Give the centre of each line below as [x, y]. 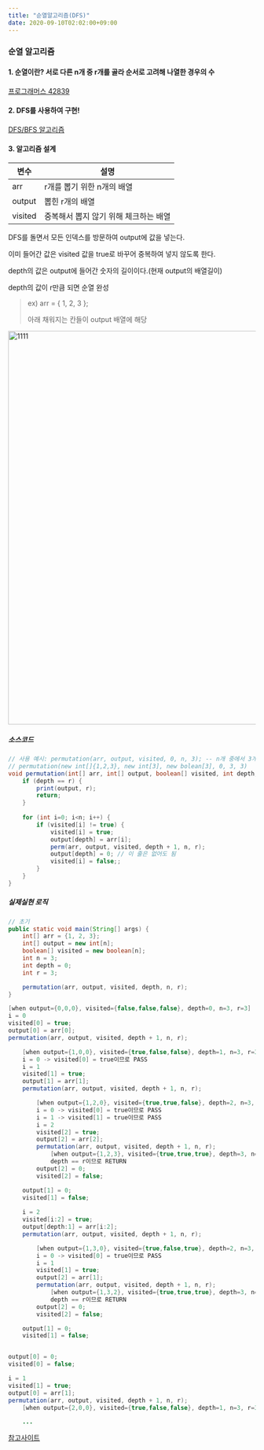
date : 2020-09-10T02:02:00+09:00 [63, 23]
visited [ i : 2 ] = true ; [57, 1220]
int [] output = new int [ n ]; [68, 944]
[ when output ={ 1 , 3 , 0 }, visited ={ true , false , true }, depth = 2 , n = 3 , [146, 1248]
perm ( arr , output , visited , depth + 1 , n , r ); [128, 847]
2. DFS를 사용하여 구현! [44, 110]
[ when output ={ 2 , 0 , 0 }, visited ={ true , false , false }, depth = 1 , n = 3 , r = [139, 1407]
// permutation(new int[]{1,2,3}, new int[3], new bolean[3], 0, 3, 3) [128, 766]
